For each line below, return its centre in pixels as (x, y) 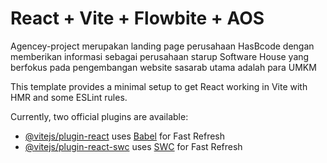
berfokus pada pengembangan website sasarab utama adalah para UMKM (163, 67)
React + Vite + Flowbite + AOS (137, 18)
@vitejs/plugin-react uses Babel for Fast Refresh (125, 136)
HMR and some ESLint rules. (69, 97)
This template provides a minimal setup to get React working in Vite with (159, 86)
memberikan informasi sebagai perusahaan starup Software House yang (160, 56)
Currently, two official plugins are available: (99, 116)
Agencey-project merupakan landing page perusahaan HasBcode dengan (162, 46)
